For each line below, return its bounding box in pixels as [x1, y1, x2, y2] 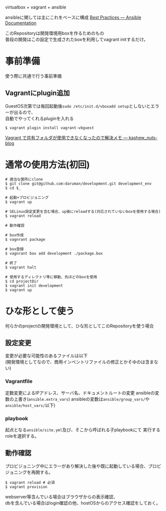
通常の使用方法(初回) [5, 159, 90, 170]
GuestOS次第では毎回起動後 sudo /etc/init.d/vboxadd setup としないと [5, 103, 151, 109]
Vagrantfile [5, 378, 33, 385]
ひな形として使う [5, 305, 75, 317]
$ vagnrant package [5, 237, 46, 242]
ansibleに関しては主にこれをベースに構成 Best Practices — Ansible [5, 14, 141, 20]
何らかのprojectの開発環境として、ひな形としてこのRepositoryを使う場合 [5, 322, 154, 329]
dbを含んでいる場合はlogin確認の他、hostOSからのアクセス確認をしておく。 [5, 500, 161, 506]
